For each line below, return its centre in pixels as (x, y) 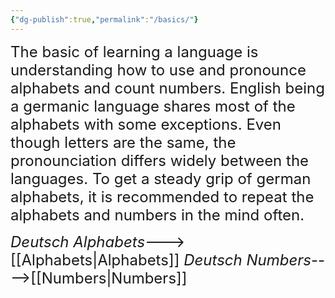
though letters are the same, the (123, 142)
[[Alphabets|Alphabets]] (95, 260)
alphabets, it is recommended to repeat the (162, 196)
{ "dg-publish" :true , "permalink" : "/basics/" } (104, 19)
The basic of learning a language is (134, 51)
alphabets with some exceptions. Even (146, 124)
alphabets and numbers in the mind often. (157, 215)
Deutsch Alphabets (78, 241)
